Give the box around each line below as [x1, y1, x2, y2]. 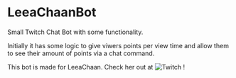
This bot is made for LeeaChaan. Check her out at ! [7, 62, 186, 71]
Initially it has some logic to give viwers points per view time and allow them [7, 41, 230, 50]
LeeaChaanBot [7, 4, 97, 21]
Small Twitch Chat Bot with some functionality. [7, 28, 144, 36]
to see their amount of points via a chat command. [7, 49, 155, 57]
